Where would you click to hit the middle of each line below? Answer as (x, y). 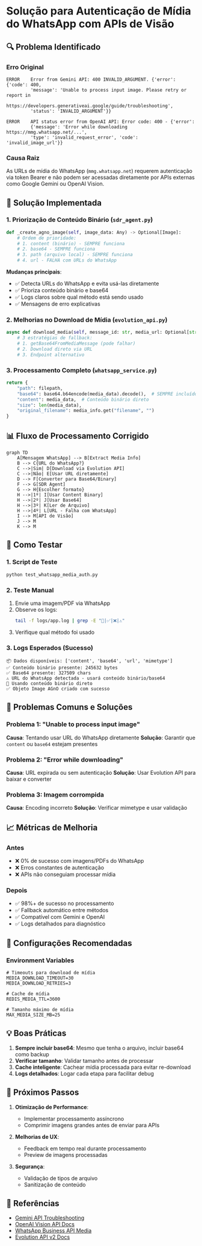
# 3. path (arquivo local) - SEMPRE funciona (75, 255)
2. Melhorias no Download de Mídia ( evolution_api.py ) (87, 320)
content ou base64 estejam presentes (52, 744)
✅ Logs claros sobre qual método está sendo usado (79, 297)
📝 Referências (33, 1204)
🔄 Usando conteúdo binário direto (50, 684)
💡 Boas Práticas (36, 1034)
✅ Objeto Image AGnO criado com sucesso (58, 689)
